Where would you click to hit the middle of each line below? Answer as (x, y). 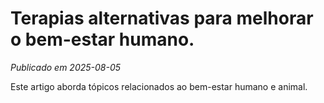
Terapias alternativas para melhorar (162, 18)
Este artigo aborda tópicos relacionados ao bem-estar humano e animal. (159, 86)
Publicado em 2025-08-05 (66, 67)
